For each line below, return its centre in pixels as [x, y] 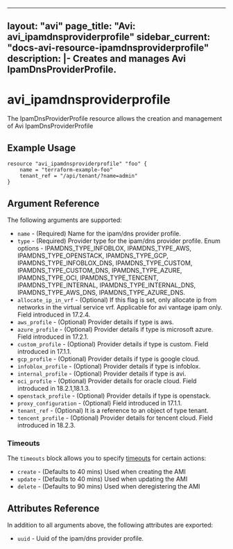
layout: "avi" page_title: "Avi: [71, 26]
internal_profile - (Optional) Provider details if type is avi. [102, 373]
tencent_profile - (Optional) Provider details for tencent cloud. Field [115, 418]
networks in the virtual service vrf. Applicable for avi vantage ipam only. [120, 307]
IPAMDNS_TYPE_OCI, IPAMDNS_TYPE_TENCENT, [88, 278]
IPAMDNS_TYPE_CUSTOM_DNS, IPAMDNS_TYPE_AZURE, [100, 270]
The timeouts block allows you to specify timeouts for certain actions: [107, 458]
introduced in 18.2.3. [46, 425]
